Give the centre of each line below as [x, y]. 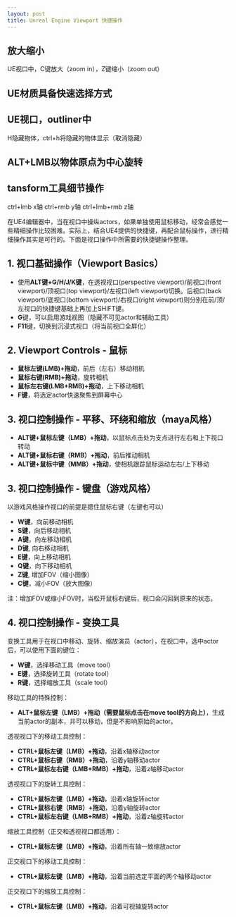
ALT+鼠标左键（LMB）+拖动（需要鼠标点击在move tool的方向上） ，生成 [121, 712]
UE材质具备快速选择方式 [60, 93]
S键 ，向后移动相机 [44, 530]
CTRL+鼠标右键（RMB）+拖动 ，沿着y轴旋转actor [89, 807]
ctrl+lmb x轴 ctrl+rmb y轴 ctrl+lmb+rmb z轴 [71, 207]
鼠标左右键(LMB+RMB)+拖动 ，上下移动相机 [81, 386]
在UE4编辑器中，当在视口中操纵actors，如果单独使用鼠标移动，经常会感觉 [115, 221]
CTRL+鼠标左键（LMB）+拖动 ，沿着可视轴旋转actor [93, 906]
